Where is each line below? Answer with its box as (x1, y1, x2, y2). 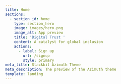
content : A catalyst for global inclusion (14, 40, 103, 44)
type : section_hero (14, 21, 55, 26)
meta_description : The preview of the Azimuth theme (5, 67, 117, 72)
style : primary (23, 58, 55, 63)
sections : (5, 12, 26, 17)
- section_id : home (9, 16, 50, 21)
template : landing (5, 72, 43, 77)
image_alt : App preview (14, 30, 63, 35)
